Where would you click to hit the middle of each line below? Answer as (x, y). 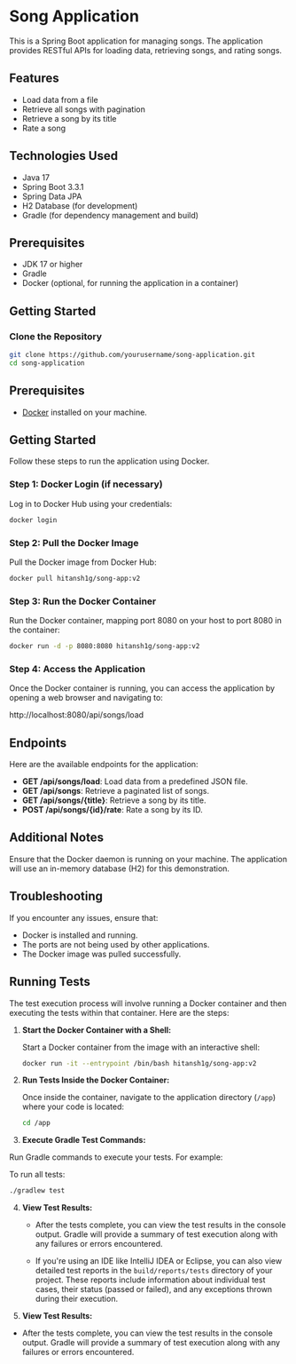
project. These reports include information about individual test (150, 1280)
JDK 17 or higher (52, 265)
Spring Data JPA (52, 196)
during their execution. (76, 1299)
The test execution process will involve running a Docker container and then (148, 1003)
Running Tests (50, 982)
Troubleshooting (56, 896)
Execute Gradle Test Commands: (84, 1140)
